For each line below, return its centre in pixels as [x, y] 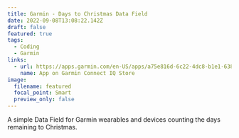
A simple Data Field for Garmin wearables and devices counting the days [114, 120]
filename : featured [43, 86]
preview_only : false [44, 100]
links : [17, 60]
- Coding [27, 47]
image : [17, 80]
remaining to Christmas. [42, 127]
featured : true [30, 34]
